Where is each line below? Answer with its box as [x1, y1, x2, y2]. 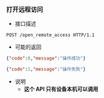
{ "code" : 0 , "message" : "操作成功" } [6, 55, 86, 61]
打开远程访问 [6, 5, 44, 13]
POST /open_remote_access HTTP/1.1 [6, 32, 95, 38]
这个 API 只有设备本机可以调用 [23, 85, 99, 93]
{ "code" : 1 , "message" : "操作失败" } [6, 66, 86, 73]
